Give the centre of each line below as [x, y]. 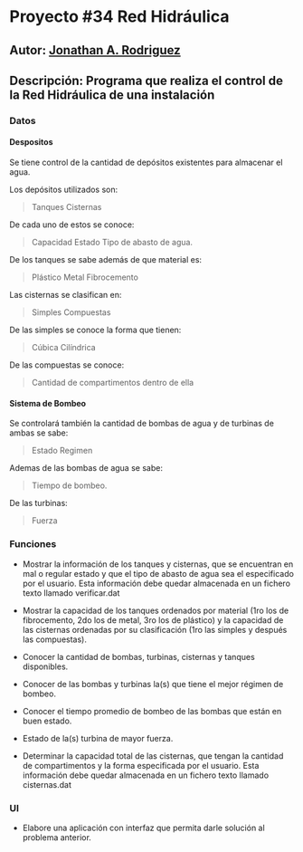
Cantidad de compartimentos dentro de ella [113, 383]
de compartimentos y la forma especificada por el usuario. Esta [141, 765]
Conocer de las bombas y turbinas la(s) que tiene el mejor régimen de [153, 684]
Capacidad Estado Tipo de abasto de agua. [112, 243]
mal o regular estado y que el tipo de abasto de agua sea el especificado [158, 573]
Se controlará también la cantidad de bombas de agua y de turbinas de [142, 424]
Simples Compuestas [71, 312]
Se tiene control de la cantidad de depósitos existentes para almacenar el [146, 163]
